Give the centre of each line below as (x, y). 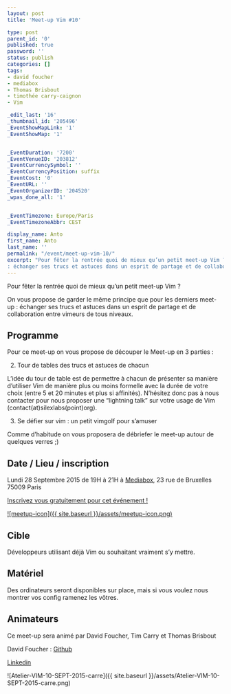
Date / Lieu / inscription (58, 463)
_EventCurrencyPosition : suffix (53, 172)
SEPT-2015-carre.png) (39, 683)
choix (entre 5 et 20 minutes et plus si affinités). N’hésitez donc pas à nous (113, 393)
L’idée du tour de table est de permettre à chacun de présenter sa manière (113, 379)
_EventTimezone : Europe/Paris (51, 216)
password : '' (26, 52)
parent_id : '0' (29, 38)
